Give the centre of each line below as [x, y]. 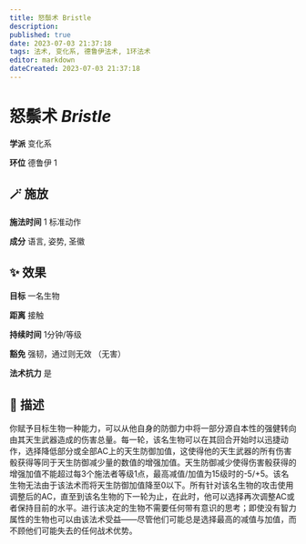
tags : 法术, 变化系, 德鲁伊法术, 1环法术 [80, 52]
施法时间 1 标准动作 [46, 222]
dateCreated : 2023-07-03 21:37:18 [75, 69]
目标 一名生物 [35, 296]
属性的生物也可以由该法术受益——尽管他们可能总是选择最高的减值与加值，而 [153, 519]
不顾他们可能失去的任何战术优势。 [73, 531]
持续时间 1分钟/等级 [46, 335]
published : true [40, 35]
